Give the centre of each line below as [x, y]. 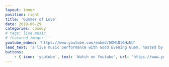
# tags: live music [26, 33]
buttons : [14, 52]
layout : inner [20, 10]
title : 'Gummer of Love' [31, 19]
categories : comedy [26, 29]
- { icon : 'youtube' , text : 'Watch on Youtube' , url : [72, 57]
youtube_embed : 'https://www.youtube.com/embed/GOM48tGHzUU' [71, 43]
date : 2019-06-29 [23, 24]
